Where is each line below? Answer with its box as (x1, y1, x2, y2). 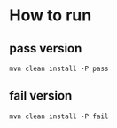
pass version (9, 41, 82, 56)
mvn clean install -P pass (9, 64, 109, 73)
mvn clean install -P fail (9, 112, 109, 121)
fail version (9, 88, 73, 103)
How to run (9, 5, 92, 26)
